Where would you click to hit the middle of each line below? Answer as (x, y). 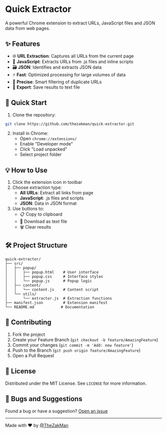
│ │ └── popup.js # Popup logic (49, 281)
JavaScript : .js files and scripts (52, 198)
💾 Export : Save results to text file (46, 87)
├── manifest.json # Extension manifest (56, 303)
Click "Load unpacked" (43, 149)
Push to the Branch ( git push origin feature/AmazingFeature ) (76, 350)
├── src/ (14, 264)
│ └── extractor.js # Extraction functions (59, 298)
